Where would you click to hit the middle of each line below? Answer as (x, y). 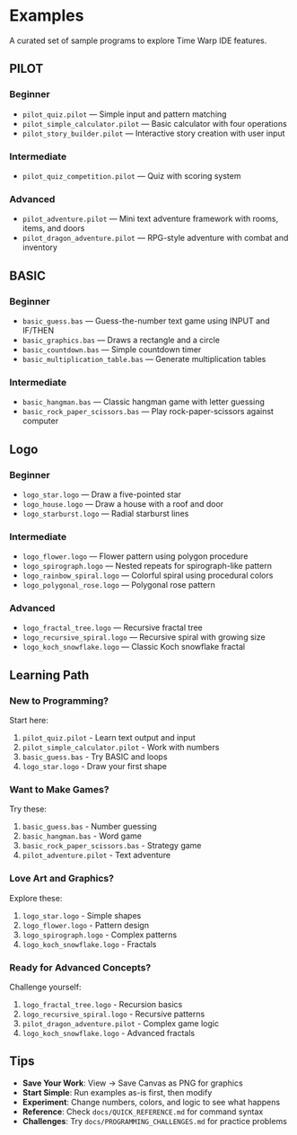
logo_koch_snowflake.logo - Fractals (89, 944)
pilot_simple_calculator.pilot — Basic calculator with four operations (154, 123)
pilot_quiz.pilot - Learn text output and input (109, 738)
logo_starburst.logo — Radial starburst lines (105, 513)
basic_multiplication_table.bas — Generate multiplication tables (144, 359)
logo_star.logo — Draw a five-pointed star (102, 494)
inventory (40, 247)
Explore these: (36, 898)
